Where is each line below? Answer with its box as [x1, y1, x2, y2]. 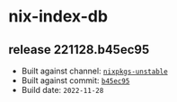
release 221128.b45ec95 [8, 42, 150, 57]
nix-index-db [8, 6, 109, 27]
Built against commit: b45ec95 [21, 75, 130, 86]
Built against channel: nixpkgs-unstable [21, 65, 168, 76]
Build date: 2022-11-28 [21, 85, 104, 95]
